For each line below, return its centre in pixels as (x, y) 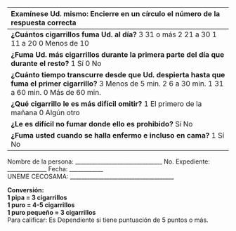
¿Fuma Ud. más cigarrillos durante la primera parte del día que (118, 54)
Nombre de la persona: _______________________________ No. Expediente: (109, 161)
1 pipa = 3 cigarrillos (37, 197)
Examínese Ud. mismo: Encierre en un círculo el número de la (116, 14)
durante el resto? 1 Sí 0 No (56, 64)
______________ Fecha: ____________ (55, 169)
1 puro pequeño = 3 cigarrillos (52, 212)
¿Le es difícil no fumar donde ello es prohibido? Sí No (102, 124)
